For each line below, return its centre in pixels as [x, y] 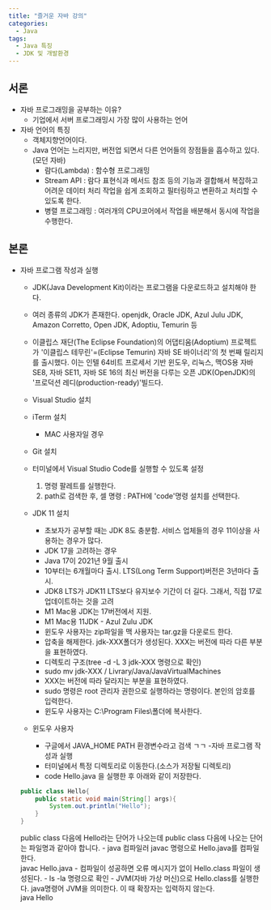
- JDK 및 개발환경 [42, 53]
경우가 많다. [85, 540]
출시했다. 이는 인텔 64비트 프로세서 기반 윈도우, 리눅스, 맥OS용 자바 [147, 362]
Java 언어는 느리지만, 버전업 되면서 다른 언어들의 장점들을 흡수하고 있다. [146, 150]
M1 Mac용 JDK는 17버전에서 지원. [98, 611]
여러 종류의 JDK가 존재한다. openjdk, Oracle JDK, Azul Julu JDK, [138, 314]
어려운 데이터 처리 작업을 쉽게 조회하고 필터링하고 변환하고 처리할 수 [151, 190]
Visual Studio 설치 [61, 399]
